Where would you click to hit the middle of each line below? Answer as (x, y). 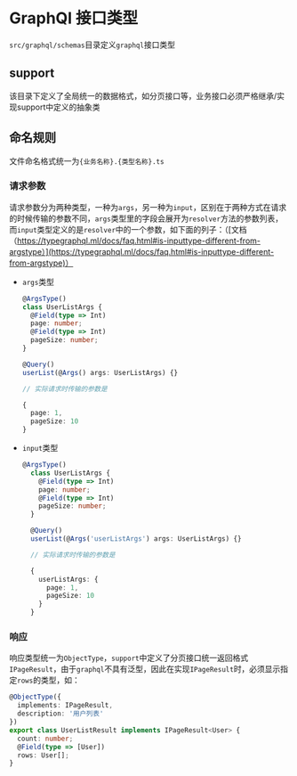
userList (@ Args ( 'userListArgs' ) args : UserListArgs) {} (136, 539)
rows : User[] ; (43, 755)
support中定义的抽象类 (58, 107)
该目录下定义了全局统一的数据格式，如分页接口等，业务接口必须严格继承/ (143, 95)
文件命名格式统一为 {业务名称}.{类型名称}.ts (87, 160)
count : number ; (45, 739)
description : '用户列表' (60, 714)
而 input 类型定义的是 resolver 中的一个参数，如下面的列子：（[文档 (128, 229)
